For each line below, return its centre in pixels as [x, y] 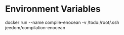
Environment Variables [53, 9]
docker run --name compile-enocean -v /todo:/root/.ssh [62, 22]
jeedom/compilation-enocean [35, 27]
